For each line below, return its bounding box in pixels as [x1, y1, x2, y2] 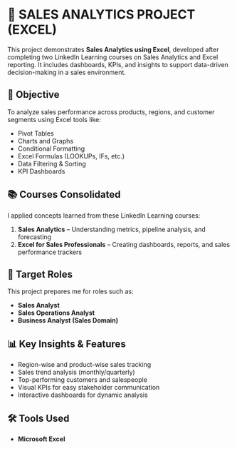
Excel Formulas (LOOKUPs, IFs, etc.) [17, 151, 125, 160]
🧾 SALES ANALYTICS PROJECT [7, 6, 196, 23]
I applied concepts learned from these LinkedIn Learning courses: [7, 211, 201, 220]
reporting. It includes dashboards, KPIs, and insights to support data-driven [7, 60, 229, 69]
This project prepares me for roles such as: [7, 287, 134, 296]
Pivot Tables [17, 128, 55, 138]
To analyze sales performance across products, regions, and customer [7, 107, 215, 116]
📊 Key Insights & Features [7, 338, 126, 350]
